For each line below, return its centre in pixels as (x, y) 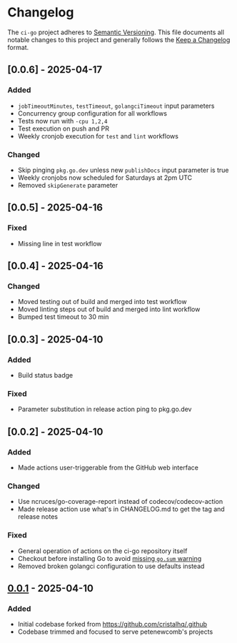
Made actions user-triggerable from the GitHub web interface (108, 467)
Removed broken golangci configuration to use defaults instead (111, 566)
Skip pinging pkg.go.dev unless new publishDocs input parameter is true (123, 170)
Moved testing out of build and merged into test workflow (102, 302)
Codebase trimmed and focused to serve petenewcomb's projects (115, 632)
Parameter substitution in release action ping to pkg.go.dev (105, 409)
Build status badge (45, 375)
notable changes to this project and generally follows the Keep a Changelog (119, 39)
